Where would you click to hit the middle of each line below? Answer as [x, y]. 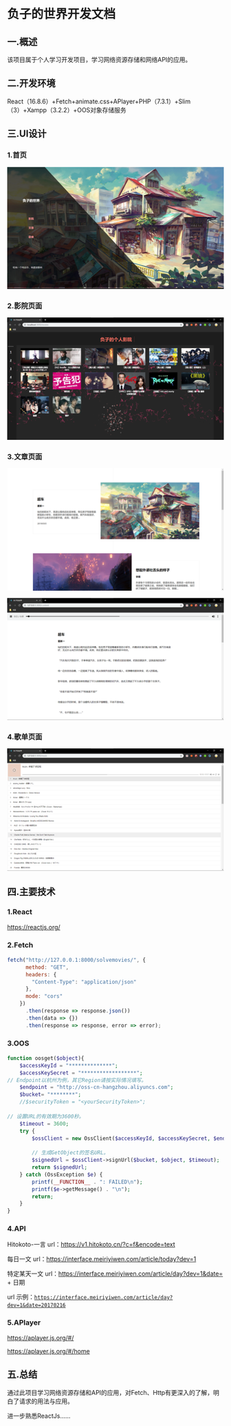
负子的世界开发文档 [62, 14]
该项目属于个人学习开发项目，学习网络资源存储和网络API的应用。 [99, 60]
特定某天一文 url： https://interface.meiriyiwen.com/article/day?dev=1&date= [115, 1274]
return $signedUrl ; [60, 1167]
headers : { [41, 974]
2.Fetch [20, 945]
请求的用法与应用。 [46, 1401]
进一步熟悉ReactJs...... [39, 1416]
